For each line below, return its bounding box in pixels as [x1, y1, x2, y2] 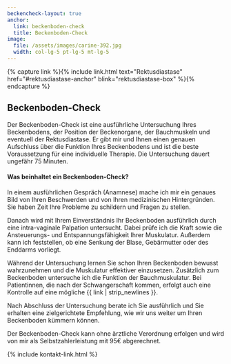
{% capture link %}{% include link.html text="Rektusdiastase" [7, 67, 183, 76]
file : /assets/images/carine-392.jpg [13, 42, 122, 49]
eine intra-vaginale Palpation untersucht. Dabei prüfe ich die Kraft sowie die [7, 223, 223, 232]
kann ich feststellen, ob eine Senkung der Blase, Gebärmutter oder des [7, 238, 209, 246]
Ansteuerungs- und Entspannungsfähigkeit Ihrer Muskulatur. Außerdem [7, 230, 210, 239]
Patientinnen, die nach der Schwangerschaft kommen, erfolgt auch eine [7, 281, 212, 289]
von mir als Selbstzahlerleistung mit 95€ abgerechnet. [7, 336, 161, 345]
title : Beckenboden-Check [13, 29, 88, 37]
